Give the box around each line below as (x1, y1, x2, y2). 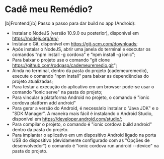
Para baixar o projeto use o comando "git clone (12, 57, 110, 63)
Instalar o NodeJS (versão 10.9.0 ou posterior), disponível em (12, 30, 139, 36)
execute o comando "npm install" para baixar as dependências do (12, 73, 149, 79)
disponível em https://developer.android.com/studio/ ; (12, 116, 123, 122)
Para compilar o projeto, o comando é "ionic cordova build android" (12, 121, 152, 127)
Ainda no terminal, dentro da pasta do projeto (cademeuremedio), (12, 67, 148, 74)
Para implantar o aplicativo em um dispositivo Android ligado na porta (12, 132, 156, 138)
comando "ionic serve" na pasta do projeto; (12, 89, 103, 95)
